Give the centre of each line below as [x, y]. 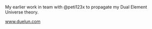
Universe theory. [22, 12]
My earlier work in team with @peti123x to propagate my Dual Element [76, 7]
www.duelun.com [23, 22]
